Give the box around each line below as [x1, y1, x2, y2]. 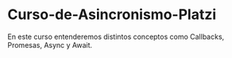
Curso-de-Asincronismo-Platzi [7, 6, 217, 24]
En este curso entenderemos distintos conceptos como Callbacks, [7, 32, 225, 41]
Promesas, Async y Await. [7, 40, 93, 49]
